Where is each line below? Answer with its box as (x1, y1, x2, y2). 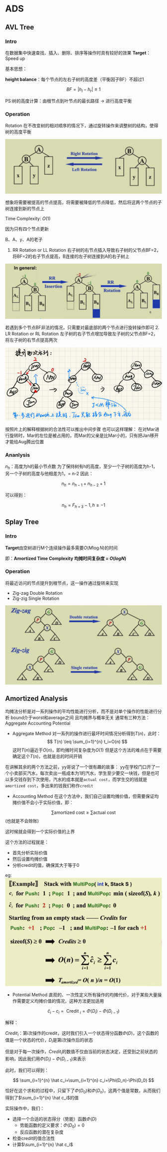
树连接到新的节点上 (5, 206, 45, 212)
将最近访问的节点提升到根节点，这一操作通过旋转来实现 (5, 580, 118, 586)
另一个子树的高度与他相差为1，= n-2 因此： (5, 470, 93, 477)
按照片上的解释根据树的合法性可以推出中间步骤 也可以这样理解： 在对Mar (5, 426, 155, 432)
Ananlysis (5, 451, 30, 458)
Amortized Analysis (5, 695, 68, 703)
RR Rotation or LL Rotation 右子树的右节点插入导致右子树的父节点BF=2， (12, 247, 161, 253)
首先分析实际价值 (12, 849, 48, 855)
